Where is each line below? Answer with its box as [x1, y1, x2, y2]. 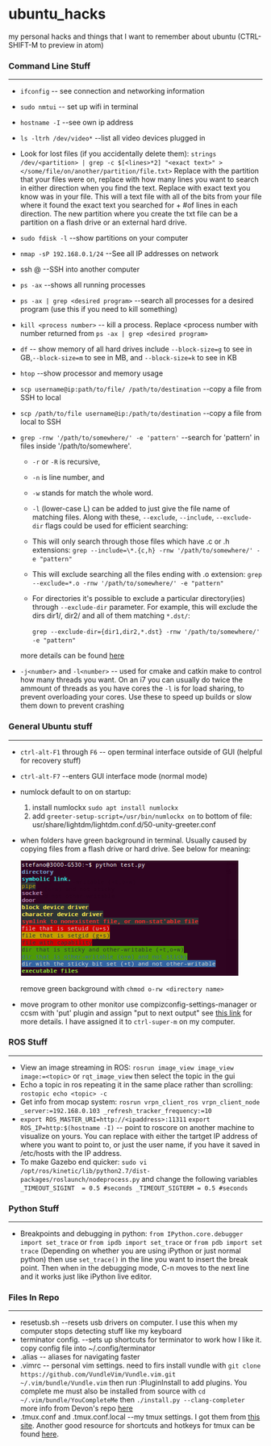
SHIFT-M [8, 40, 39, 49]
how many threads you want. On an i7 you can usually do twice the [19, 675, 244, 685]
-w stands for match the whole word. [31, 488, 153, 498]
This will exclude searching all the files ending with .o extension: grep [31, 570, 262, 579]
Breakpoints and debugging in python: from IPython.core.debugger [19, 1229, 244, 1238]
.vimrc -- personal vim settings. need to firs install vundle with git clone [19, 1360, 261, 1370]
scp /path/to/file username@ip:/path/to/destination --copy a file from [19, 409, 262, 418]
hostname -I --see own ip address [19, 118, 134, 128]
